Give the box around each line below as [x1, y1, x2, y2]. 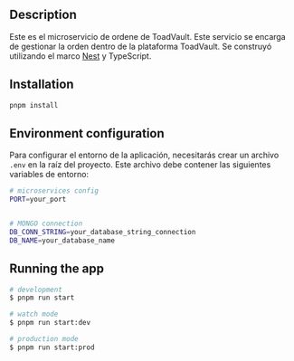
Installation [9, 77, 74, 92]
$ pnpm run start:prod [9, 343, 95, 352]
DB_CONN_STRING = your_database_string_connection [9, 227, 196, 236]
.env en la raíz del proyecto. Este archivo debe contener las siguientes [9, 159, 271, 170]
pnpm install [9, 100, 59, 109]
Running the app [9, 261, 104, 277]
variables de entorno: [9, 169, 89, 180]
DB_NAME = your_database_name [9, 235, 116, 245]
